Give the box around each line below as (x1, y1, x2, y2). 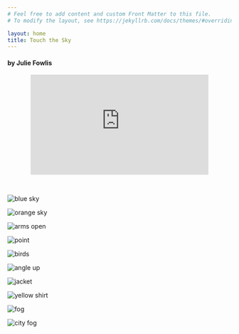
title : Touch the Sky (7, 36, 72, 43)
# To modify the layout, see (7, 17, 94, 24)
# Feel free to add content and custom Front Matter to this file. (7, 10, 212, 18)
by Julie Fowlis (7, 58, 52, 67)
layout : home (7, 30, 46, 37)
